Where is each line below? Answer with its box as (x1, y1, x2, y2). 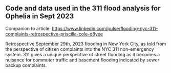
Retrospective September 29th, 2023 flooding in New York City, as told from (5, 41, 166, 47)
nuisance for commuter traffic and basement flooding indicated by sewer (5, 57, 160, 63)
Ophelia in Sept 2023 (5, 12, 74, 21)
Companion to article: (5, 25, 51, 31)
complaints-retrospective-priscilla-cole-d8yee (5, 30, 103, 37)
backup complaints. (5, 62, 47, 68)
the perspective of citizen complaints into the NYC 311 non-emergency (5, 46, 155, 52)
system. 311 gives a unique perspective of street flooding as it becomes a (5, 51, 160, 57)
